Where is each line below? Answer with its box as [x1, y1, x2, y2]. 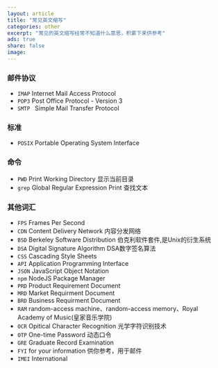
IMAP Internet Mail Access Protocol [17, 90, 117, 98]
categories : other [7, 23, 60, 30]
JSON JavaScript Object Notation [17, 267, 109, 275]
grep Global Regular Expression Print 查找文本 [17, 183, 148, 192]
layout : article [7, 10, 54, 17]
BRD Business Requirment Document [17, 296, 121, 305]
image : [7, 49, 26, 56]
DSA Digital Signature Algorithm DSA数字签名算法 [17, 244, 156, 253]
